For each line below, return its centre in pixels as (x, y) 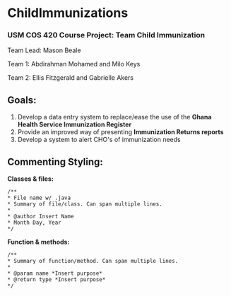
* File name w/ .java (39, 198)
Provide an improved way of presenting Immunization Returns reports (120, 132)
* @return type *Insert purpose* (57, 280)
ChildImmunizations (68, 13)
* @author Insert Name (41, 217)
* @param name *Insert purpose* (55, 273)
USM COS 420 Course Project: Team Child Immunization (106, 35)
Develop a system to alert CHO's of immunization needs (99, 140)
